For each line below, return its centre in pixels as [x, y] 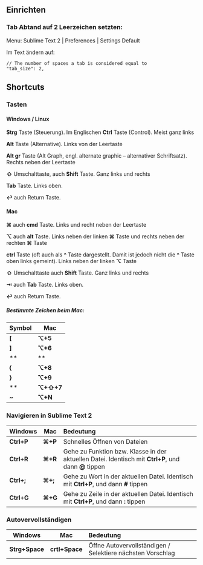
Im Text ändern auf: [31, 52]
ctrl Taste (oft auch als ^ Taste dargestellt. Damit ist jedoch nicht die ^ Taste [100, 255]
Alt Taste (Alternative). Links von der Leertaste [64, 144]
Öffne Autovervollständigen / [129, 545]
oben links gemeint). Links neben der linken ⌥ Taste [72, 261]
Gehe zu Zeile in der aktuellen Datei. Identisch [128, 493]
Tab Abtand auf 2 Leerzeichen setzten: [64, 27]
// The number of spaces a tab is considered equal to [77, 63]
